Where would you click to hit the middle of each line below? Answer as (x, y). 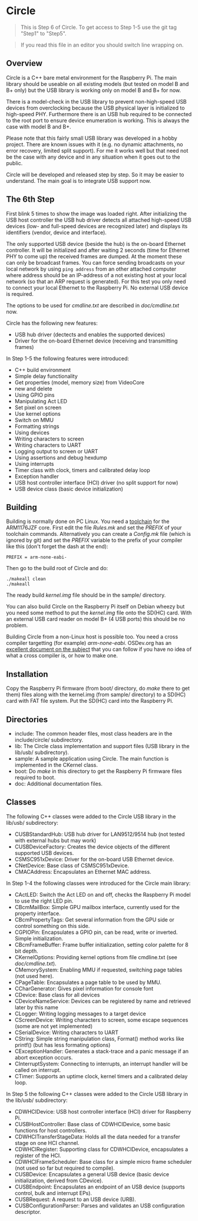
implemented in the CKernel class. (56, 765)
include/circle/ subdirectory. (49, 740)
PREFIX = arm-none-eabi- (37, 557)
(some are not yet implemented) (54, 1026)
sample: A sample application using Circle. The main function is (92, 758)
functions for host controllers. (51, 1130)
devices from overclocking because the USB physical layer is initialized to (95, 108)
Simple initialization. (39, 938)
